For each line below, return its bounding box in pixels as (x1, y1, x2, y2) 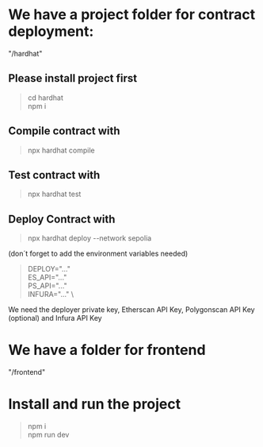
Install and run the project (8, 395, 181, 414)
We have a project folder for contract (8, 6, 256, 24)
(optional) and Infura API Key (8, 314, 102, 323)
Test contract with (8, 168, 101, 182)
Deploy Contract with (8, 212, 116, 225)
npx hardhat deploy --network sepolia (27, 233, 152, 243)
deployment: (8, 22, 94, 40)
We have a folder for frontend (8, 341, 206, 359)
